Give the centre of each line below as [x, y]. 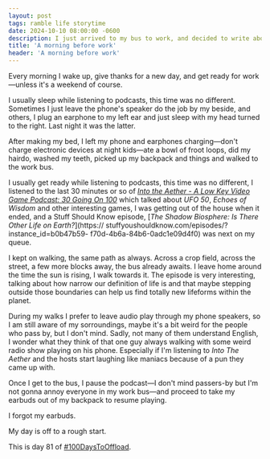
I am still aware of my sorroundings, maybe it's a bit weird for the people [128, 325]
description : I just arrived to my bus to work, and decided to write [129, 38]
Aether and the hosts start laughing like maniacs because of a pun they [126, 359]
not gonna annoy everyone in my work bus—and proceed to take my [122, 391]
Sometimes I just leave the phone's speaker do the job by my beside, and [129, 109]
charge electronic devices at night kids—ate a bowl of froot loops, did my [130, 150]
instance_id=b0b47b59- [49, 234]
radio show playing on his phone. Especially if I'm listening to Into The [124, 350]
